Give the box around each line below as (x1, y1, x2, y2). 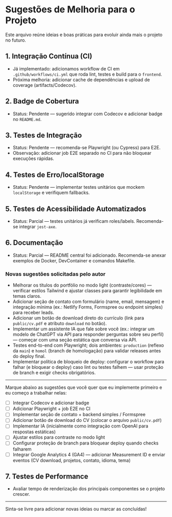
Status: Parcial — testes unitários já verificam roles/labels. (12, 218, 136, 224)
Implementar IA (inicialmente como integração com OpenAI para (12, 423, 148, 429)
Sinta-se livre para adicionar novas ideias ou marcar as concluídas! (5, 506, 147, 512)
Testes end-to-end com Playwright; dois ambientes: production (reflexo (12, 342, 164, 348)
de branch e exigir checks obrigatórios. (12, 369, 96, 376)
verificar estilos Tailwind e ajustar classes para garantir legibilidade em (12, 288, 162, 294)
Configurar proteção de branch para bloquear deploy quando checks (12, 440, 159, 446)
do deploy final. (12, 353, 46, 360)
